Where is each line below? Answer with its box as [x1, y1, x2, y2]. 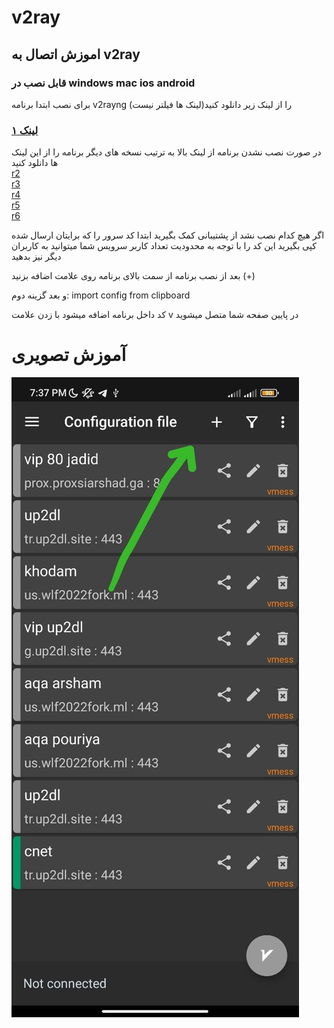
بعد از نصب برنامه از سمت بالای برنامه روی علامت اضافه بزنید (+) [11, 270, 256, 282]
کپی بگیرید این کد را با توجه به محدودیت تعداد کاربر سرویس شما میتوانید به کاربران [11, 240, 317, 252]
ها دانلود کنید [11, 157, 59, 169]
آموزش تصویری [11, 344, 127, 366]
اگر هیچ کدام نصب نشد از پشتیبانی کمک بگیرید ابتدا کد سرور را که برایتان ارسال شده [11, 229, 325, 241]
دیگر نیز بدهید [11, 251, 62, 263]
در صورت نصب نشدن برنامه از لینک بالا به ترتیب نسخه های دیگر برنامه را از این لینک [11, 146, 322, 158]
